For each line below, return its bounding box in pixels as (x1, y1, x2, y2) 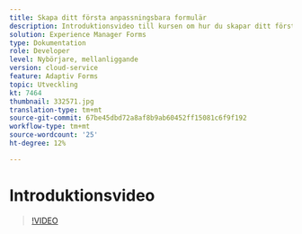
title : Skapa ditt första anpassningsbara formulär (9, 13, 207, 22)
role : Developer (9, 47, 70, 56)
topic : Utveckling (9, 80, 78, 89)
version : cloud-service (9, 64, 99, 73)
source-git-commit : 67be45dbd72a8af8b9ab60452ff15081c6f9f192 (9, 113, 247, 122)
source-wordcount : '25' (9, 130, 99, 139)
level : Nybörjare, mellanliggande (9, 55, 139, 64)
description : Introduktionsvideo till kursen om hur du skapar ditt (9, 22, 271, 31)
